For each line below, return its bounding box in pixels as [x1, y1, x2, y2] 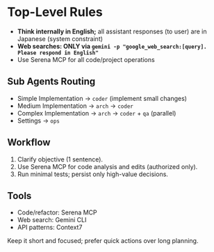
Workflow [7, 136, 51, 148]
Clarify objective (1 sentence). [17, 155, 103, 164]
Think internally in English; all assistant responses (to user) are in [17, 27, 207, 36]
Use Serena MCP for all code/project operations [17, 55, 155, 63]
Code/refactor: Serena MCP [17, 208, 97, 216]
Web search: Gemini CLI [17, 216, 87, 224]
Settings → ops [17, 116, 60, 125]
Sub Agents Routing [7, 76, 96, 88]
